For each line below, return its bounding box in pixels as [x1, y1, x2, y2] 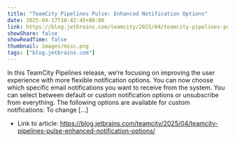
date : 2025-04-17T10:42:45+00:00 [7, 17, 105, 24]
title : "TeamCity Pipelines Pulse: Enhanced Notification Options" [7, 10, 208, 17]
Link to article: [17, 119, 59, 127]
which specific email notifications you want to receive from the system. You [7, 83, 225, 92]
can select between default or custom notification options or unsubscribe [7, 90, 219, 99]
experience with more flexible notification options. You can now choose [7, 76, 213, 84]
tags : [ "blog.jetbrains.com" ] [7, 50, 96, 57]
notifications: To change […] [7, 106, 89, 114]
